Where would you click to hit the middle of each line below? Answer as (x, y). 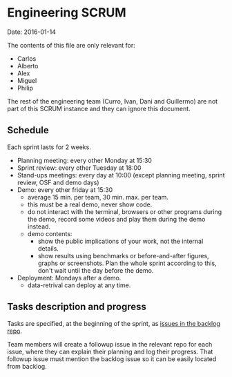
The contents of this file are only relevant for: (71, 45)
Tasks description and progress (77, 307)
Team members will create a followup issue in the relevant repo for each (110, 344)
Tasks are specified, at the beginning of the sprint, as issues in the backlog (114, 323)
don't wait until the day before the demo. (96, 270)
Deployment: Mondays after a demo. (69, 278)
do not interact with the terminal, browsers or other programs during (125, 211)
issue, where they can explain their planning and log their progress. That (110, 351)
